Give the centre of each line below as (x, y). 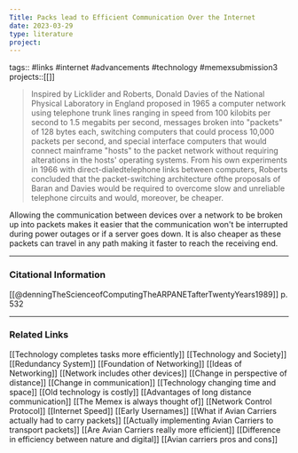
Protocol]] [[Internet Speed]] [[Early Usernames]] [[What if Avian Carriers (143, 410)
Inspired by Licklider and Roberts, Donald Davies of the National (148, 94)
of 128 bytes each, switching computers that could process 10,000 (153, 132)
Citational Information (58, 274)
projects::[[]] (32, 77)
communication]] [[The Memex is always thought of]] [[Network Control (141, 401)
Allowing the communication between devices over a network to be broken (146, 215)
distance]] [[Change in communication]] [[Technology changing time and (143, 382)
